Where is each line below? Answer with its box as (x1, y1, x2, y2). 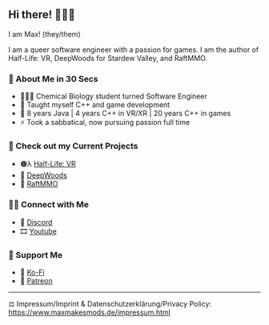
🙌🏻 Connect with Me (8, 199, 90, 211)
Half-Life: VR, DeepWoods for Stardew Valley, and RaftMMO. (8, 53, 208, 62)
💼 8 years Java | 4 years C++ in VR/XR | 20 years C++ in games (19, 109, 231, 118)
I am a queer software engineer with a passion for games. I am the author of (8, 45, 259, 54)
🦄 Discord (19, 217, 53, 227)
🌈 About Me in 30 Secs (8, 73, 98, 84)
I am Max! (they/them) (8, 29, 82, 38)
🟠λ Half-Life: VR (19, 159, 76, 169)
